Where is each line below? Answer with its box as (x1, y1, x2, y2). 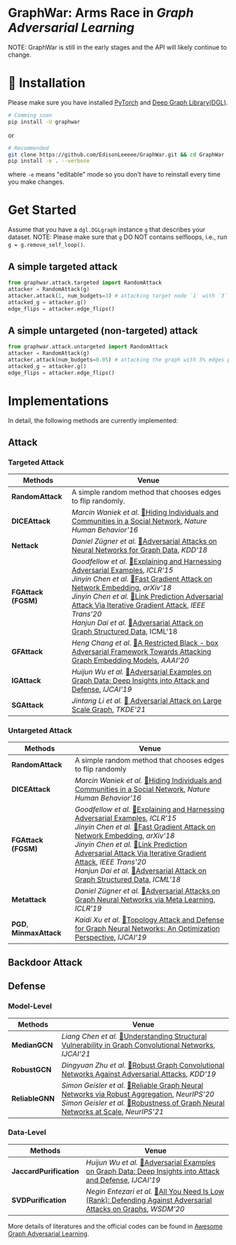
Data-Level (8, 1127, 46, 1137)
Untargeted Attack (8, 726, 73, 735)
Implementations (8, 393, 109, 409)
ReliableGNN (11, 1094, 55, 1103)
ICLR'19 (74, 904, 102, 913)
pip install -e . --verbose (8, 158, 90, 165)
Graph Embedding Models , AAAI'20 (71, 655, 190, 665)
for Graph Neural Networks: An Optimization (74, 924, 220, 934)
